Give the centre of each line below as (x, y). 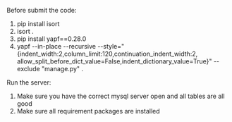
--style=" (111, 46)
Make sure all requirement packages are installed (88, 111)
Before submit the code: (42, 10)
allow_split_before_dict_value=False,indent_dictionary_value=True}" (114, 61)
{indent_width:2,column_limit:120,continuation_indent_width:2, (107, 54)
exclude (28, 69)
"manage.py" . (62, 69)
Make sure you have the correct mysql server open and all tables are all (121, 96)
